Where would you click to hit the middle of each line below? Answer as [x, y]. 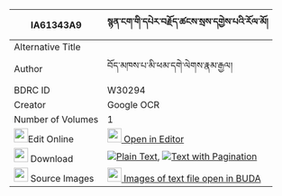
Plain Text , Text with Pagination [186, 156]
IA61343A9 [56, 24]
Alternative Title [47, 47]
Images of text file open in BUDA [192, 178]
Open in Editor [154, 139]
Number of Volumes [56, 119]
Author [28, 68]
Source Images [62, 178]
